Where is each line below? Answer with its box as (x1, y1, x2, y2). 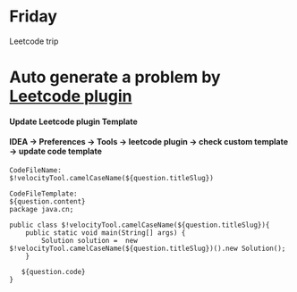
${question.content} (9, 196, 87, 206)
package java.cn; (9, 204, 74, 213)
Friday (9, 6, 58, 27)
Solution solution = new (41, 236, 139, 245)
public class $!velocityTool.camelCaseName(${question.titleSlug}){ (9, 221, 270, 229)
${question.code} (21, 267, 87, 276)
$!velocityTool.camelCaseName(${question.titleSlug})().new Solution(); (9, 244, 286, 253)
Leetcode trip (9, 36, 59, 46)
